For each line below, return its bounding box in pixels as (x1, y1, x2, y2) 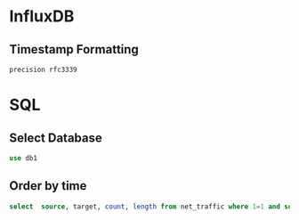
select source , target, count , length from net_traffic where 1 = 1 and (9, 202, 280, 211)
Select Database (9, 130, 102, 145)
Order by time (9, 178, 87, 193)
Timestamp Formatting (9, 42, 140, 57)
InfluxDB (9, 6, 75, 27)
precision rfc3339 (9, 65, 77, 74)
